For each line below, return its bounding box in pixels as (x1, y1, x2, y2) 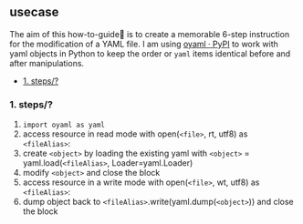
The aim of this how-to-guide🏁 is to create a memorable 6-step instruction (9, 28, 290, 39)
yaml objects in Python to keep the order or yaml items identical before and (9, 47, 291, 59)
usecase (9, 5, 59, 20)
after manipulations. (9, 57, 85, 68)
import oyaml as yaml (22, 120, 105, 130)
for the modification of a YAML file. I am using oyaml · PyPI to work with (9, 38, 278, 49)
